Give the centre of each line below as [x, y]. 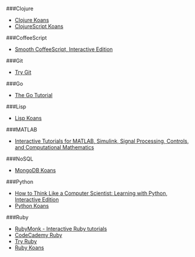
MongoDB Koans [35, 170]
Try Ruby [26, 241]
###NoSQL [20, 159]
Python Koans [32, 206]
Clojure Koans [32, 20]
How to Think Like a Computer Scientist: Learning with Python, [91, 193]
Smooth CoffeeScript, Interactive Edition [64, 49]
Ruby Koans [29, 248]
